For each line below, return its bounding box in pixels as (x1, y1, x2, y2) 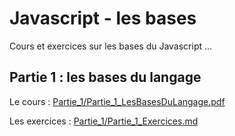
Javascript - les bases (9, 7, 197, 30)
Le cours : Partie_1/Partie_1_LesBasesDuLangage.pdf (9, 95, 226, 107)
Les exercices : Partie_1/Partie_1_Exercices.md (9, 115, 199, 127)
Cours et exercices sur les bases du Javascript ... (9, 40, 213, 52)
